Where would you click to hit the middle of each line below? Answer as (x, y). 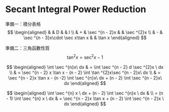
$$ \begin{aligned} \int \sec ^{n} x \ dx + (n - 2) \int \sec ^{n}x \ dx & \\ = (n (85, 93)
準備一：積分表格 (23, 24)
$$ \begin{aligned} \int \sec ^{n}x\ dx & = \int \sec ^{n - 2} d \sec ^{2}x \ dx (85, 67)
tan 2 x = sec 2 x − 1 (85, 57)
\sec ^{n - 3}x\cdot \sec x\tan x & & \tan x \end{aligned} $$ (85, 38)
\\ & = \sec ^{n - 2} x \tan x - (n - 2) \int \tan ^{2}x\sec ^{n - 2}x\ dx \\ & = (85, 72)
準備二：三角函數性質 (27, 48)
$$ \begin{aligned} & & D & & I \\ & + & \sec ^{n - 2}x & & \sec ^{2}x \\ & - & (85, 32)
